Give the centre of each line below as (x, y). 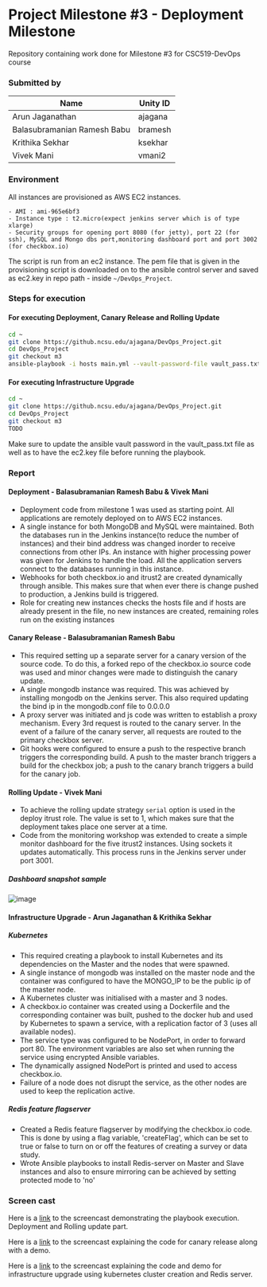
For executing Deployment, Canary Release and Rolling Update (114, 318)
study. (30, 1154)
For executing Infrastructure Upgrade (72, 382)
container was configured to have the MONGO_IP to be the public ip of (135, 980)
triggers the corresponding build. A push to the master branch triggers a (138, 757)
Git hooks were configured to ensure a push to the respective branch (133, 748)
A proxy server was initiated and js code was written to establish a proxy (138, 714)
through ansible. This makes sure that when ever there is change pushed (139, 585)
